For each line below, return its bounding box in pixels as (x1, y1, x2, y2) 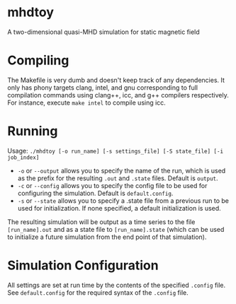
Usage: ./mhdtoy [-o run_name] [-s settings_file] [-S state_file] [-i (7, 146, 224, 155)
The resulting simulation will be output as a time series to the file (7, 217, 196, 226)
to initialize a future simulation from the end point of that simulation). (7, 233, 207, 241)
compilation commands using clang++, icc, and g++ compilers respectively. (7, 90, 229, 99)
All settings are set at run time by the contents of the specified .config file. (7, 281, 226, 289)
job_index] (7, 153, 40, 161)
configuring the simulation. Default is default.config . (17, 189, 174, 197)
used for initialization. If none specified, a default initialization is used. (17, 204, 221, 212)
